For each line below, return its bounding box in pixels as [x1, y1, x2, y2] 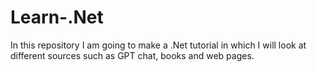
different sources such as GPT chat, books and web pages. [10, 49, 255, 61]
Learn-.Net [10, 6, 104, 29]
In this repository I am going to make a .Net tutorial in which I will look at [10, 39, 307, 51]
